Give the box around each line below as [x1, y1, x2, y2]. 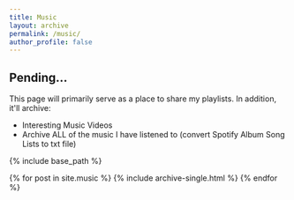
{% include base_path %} [9, 156, 102, 167]
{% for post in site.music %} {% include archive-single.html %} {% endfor [9, 173, 278, 183]
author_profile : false [9, 37, 93, 47]
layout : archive [9, 21, 69, 30]
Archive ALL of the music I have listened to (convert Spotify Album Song [21, 130, 285, 140]
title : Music [9, 12, 57, 22]
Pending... [9, 70, 68, 85]
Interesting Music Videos [21, 120, 113, 130]
